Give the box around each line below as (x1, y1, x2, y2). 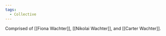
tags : (5, 7, 16, 12)
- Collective (9, 12, 37, 17)
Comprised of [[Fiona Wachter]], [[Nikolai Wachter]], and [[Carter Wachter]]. (5, 25, 161, 31)
